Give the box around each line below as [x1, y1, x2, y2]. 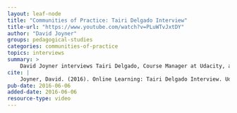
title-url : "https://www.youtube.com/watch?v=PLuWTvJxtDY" [7, 23, 185, 30]
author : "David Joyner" [7, 29, 78, 37]
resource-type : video [7, 95, 71, 102]
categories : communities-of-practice [7, 43, 119, 50]
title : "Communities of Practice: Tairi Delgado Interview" [7, 17, 188, 24]
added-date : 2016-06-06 [7, 88, 78, 95]
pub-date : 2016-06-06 [7, 82, 71, 89]
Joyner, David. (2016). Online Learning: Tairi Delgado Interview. [20, 75, 222, 83]
